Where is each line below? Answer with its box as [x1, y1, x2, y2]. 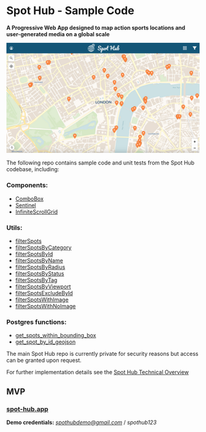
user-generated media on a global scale [6, 30, 110, 37]
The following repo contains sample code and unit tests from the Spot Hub [6, 159, 195, 166]
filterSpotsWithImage [15, 296, 69, 303]
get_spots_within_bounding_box [15, 332, 96, 339]
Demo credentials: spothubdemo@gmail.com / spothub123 [6, 418, 157, 426]
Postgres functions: [6, 317, 67, 326]
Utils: [6, 223, 23, 232]
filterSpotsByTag [15, 276, 58, 283]
